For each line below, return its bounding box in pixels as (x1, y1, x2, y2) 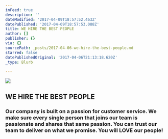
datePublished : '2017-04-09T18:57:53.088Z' (5, 21, 100, 27)
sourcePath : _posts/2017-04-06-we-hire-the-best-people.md (5, 45, 134, 50)
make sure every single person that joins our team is (5, 114, 138, 121)
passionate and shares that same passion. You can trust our (5, 120, 157, 127)
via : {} (5, 41, 22, 46)
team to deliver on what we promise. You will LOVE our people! (5, 127, 163, 134)
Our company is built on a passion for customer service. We (5, 107, 157, 115)
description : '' (5, 12, 40, 17)
